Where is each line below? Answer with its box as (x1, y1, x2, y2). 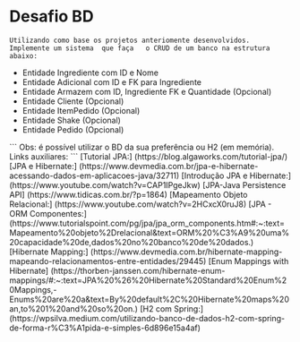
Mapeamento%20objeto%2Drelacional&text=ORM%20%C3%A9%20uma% (9, 227, 289, 238)
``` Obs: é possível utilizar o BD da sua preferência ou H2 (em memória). (9, 141, 275, 152)
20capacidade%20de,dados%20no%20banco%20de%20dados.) (9, 236, 254, 247)
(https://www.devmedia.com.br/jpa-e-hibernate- (79, 160, 259, 171)
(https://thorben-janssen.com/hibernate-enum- (50, 265, 226, 276)
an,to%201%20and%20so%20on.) (9, 303, 139, 314)
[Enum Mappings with (208, 255, 289, 266)
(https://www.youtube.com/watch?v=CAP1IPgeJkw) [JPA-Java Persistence (9, 179, 287, 190)
